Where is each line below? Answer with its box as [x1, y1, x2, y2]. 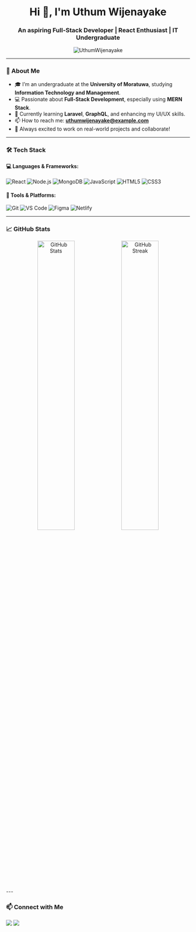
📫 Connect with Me [6, 903, 64, 911]
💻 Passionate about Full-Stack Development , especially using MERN [14, 95, 183, 103]
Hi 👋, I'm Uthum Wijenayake [29, 5, 167, 19]
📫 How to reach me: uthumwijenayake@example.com [14, 117, 149, 124]
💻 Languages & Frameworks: [6, 163, 79, 170]
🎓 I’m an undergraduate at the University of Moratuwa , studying [14, 80, 173, 87]
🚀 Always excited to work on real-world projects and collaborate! [14, 125, 170, 132]
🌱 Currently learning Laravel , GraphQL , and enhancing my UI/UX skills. [14, 110, 185, 117]
